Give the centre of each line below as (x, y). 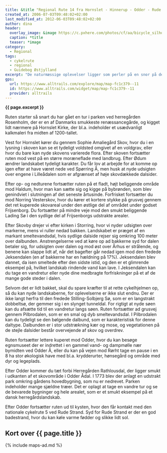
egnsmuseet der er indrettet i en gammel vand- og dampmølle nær (73, 345)
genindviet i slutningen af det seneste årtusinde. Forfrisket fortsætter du (79, 194)
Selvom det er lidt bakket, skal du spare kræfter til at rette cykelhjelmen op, (82, 288)
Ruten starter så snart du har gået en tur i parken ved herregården (73, 117)
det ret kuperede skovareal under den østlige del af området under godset (81, 205)
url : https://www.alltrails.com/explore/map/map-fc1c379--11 (74, 84)
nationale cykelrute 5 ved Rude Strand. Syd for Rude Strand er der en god (81, 412)
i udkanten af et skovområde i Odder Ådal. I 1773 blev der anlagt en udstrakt (83, 376)
